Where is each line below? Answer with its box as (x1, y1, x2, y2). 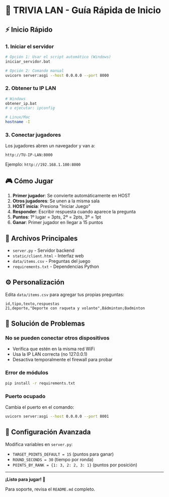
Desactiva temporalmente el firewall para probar (12, 357, 113, 363)
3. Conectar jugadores (5, 131, 61, 138)
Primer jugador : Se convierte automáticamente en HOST (12, 193, 131, 199)
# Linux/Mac (5, 115, 30, 120)
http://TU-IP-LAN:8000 (5, 152, 53, 158)
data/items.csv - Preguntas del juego (12, 258, 91, 264)
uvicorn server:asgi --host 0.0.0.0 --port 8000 (5, 73, 109, 78)
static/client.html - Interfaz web (12, 252, 84, 259)
